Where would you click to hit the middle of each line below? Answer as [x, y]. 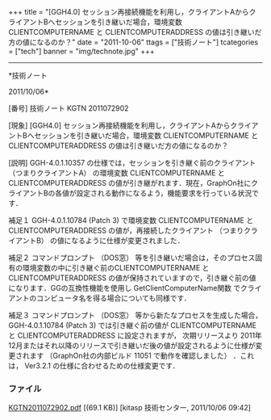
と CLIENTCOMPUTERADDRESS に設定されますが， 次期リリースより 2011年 [135, 335]
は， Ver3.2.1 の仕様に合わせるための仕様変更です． [94, 365]
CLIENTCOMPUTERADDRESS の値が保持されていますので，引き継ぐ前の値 [132, 278]
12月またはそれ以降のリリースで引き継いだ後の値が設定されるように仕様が [132, 345]
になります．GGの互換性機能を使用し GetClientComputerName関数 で [125, 288]
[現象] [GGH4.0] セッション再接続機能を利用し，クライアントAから [119, 125]
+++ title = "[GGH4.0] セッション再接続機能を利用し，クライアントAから [129, 12]
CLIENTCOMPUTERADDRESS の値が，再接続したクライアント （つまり [126, 230]
